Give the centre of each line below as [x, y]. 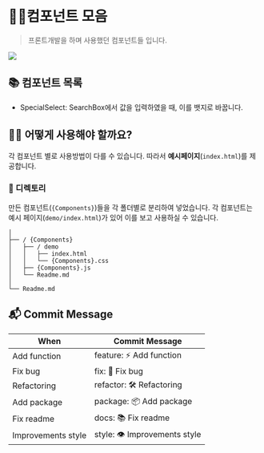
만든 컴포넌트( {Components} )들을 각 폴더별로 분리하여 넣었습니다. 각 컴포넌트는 [131, 207]
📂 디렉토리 [27, 188]
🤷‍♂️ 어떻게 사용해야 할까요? [70, 135]
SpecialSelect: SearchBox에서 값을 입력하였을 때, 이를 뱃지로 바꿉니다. [132, 107]
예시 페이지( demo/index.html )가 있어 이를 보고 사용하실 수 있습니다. [113, 217]
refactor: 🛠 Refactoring [138, 384]
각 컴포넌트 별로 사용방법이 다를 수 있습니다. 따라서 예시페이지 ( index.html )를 [128, 156]
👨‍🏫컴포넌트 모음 [58, 16]
